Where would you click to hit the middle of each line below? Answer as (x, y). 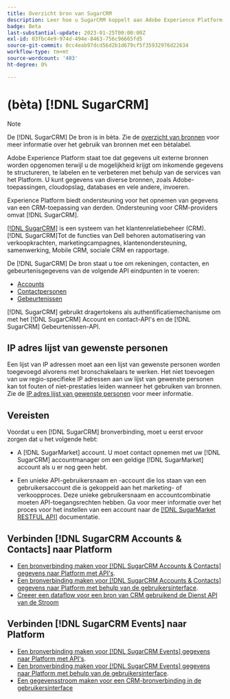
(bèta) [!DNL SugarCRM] (78, 104)
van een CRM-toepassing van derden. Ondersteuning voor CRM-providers (112, 208)
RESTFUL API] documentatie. (58, 517)
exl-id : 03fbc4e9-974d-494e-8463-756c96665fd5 (75, 39)
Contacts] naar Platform (60, 550)
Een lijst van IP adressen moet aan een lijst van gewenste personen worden (114, 364)
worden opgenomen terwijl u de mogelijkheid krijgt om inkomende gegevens (115, 165)
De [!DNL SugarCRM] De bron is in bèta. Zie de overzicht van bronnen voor (113, 137)
